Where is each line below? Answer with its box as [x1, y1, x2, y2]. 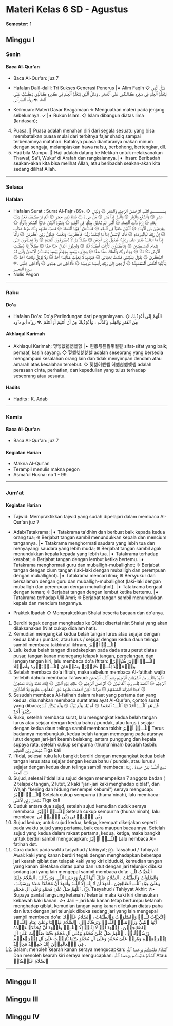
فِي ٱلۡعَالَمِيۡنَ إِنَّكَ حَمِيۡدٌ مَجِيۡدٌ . [13, 941, 87, 947]
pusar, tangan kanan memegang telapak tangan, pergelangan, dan [13, 652, 154, 659]
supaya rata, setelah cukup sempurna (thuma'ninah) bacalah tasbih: [13, 741, 158, 748]
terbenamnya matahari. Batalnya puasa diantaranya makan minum [13, 139, 153, 145]
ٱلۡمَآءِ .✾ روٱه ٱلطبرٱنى [13, 97, 46, 103]
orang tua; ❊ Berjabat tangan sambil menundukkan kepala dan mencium [13, 534, 167, 540]
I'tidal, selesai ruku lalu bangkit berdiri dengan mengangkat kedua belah [13, 753, 166, 759]
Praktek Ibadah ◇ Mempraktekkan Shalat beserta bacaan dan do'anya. [13, 610, 164, 616]
